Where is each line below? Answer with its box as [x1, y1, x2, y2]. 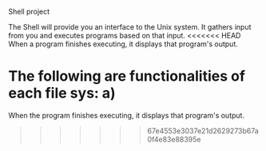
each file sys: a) [8, 84, 116, 102]
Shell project [8, 7, 50, 16]
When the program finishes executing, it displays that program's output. [8, 110, 245, 120]
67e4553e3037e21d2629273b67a [147, 125, 260, 135]
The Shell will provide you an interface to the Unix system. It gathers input [8, 22, 252, 31]
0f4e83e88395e [147, 134, 201, 144]
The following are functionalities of [8, 67, 246, 85]
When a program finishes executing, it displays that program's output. [8, 39, 238, 49]
